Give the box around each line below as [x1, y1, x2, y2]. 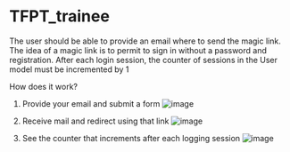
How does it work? [9, 81, 79, 92]
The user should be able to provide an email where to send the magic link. [9, 36, 281, 46]
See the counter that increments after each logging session [21, 132, 241, 143]
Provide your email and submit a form [21, 98, 161, 108]
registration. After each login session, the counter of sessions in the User [9, 54, 278, 65]
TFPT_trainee [9, 6, 110, 27]
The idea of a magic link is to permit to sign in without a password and [9, 44, 268, 55]
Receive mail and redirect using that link [21, 116, 170, 126]
